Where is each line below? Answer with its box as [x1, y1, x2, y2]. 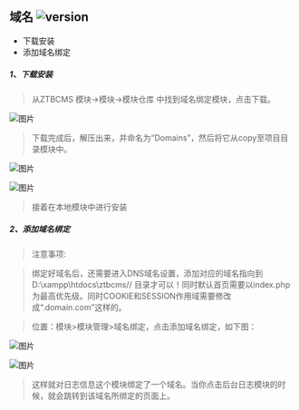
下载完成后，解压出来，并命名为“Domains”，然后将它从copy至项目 [31, 132, 281, 143]
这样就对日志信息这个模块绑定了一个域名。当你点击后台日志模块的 [31, 378, 278, 389]
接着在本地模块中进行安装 [31, 201, 128, 212]
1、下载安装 [9, 69, 53, 80]
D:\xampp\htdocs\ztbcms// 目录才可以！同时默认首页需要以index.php [31, 278, 291, 289]
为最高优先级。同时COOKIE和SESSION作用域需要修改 [31, 290, 232, 301]
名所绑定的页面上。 [102, 390, 175, 401]
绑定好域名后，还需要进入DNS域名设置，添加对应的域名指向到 [31, 268, 264, 278]
